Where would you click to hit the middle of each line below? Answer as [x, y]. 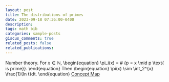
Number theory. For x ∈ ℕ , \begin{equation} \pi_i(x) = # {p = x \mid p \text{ [85, 63]
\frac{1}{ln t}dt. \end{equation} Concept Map [52, 74]
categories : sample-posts [33, 34]
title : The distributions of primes [44, 15]
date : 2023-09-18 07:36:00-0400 [40, 19]
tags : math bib [22, 29]
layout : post [19, 10]
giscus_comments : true [29, 39]
